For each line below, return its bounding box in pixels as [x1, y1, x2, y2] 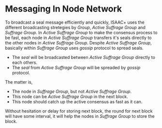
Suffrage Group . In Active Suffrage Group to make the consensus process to [5, 29, 158, 35]
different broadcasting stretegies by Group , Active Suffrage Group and [5, 24, 146, 30]
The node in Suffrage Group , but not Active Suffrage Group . [12, 88, 132, 94]
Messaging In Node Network [5, 3, 122, 14]
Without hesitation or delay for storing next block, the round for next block [5, 108, 153, 114]
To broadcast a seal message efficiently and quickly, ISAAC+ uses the [5, 19, 145, 25]
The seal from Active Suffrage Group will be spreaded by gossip [12, 64, 141, 71]
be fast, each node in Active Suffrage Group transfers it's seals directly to [5, 35, 152, 41]
